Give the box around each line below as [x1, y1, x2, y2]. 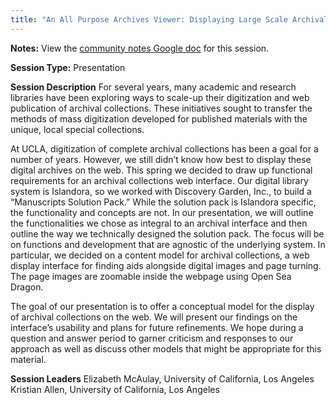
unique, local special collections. [10, 123, 145, 135]
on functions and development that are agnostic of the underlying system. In [10, 238, 326, 250]
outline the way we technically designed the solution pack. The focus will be [10, 227, 325, 240]
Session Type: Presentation [10, 61, 126, 73]
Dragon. [10, 281, 44, 293]
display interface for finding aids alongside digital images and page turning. [10, 259, 322, 271]
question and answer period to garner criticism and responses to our [10, 332, 294, 344]
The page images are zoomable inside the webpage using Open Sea [10, 270, 292, 282]
